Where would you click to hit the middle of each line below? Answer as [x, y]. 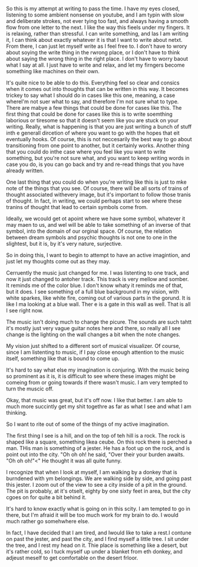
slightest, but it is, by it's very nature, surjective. [64, 244]
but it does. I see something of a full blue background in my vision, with [93, 291]
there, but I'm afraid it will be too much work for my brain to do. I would [92, 515]
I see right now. [25, 310]
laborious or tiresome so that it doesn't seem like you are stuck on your [92, 120]
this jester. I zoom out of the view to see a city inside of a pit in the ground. [97, 485]
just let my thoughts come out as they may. [58, 261]
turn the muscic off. [30, 389]
